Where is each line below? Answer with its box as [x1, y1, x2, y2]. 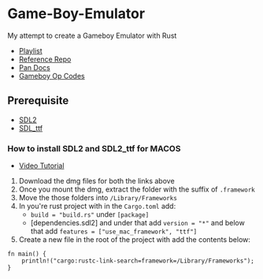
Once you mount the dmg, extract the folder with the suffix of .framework [18, 184, 255, 194]
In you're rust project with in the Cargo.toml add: [18, 202, 176, 211]
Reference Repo [18, 54, 72, 64]
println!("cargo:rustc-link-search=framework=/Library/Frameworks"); [21, 257, 255, 265]
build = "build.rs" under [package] [30, 210, 150, 219]
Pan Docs [18, 62, 50, 72]
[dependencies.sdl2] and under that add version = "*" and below [30, 218, 245, 228]
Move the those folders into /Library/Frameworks [18, 193, 178, 203]
